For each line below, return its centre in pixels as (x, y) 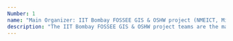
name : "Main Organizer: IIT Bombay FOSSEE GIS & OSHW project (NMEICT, (113, 20)
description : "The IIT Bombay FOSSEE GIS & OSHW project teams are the (113, 26)
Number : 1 (21, 14)
